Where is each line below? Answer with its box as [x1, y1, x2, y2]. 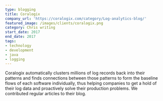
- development [5, 48, 34, 52]
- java [5, 52, 18, 57]
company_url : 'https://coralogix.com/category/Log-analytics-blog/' [5, 16, 147, 21]
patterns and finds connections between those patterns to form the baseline [5, 75, 158, 81]
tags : [5, 39, 16, 44]
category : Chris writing [5, 25, 55, 30]
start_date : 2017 [5, 30, 40, 34]
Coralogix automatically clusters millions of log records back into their [5, 70, 145, 76]
